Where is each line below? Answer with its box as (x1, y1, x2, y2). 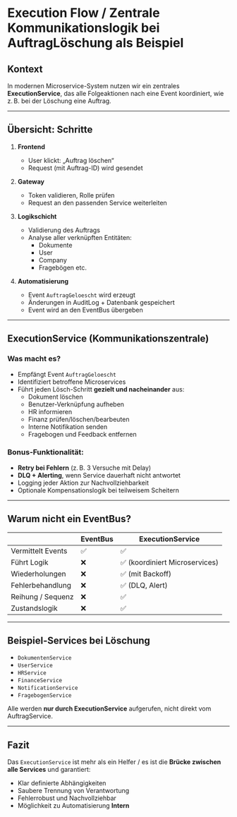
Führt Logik (11, 557, 49, 567)
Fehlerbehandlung (11, 580, 72, 590)
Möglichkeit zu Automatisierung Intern (17, 801, 130, 810)
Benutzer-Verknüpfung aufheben (28, 400, 125, 408)
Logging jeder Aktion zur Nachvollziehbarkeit (17, 478, 150, 487)
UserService (17, 662, 53, 670)
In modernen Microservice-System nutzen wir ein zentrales (7, 82, 180, 90)
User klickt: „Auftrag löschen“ (28, 156, 114, 164)
